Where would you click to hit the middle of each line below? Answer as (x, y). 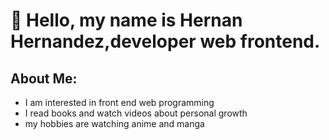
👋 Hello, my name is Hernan (126, 20)
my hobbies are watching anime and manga (114, 123)
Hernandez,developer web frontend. (165, 41)
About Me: (44, 78)
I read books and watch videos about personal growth (136, 113)
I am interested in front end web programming (119, 102)
